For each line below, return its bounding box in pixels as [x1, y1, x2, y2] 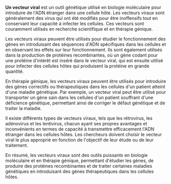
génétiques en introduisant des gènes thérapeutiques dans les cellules [5, 168, 154, 174]
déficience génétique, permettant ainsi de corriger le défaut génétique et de [5, 100, 165, 106]
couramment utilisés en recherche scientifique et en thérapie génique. [5, 26, 153, 32]
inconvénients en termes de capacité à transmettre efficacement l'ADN [5, 126, 155, 132]
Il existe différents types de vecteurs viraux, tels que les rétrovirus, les [5, 115, 153, 121]
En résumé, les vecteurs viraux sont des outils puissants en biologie [5, 152, 148, 158]
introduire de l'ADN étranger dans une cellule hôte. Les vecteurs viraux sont [5, 10, 165, 16]
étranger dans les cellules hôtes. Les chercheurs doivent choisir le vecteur [5, 132, 162, 137]
